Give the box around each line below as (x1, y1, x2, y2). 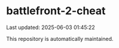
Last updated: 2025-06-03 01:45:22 (6, 24, 96, 31)
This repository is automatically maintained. (6, 35, 114, 42)
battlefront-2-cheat (6, 4, 106, 18)
